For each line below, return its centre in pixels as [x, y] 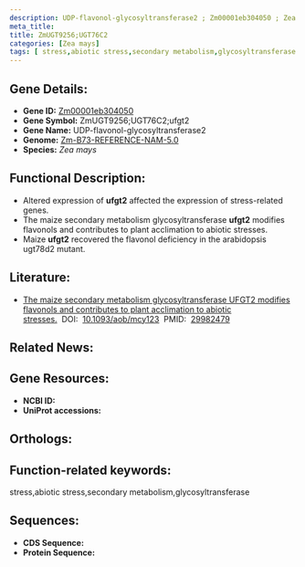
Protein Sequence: [59, 552]
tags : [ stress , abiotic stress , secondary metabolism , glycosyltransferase [153, 52]
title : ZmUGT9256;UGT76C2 [58, 35]
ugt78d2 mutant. [54, 248]
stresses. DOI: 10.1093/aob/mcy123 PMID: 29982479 [126, 319]
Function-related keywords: [90, 470]
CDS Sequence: [53, 542]
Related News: [52, 347]
